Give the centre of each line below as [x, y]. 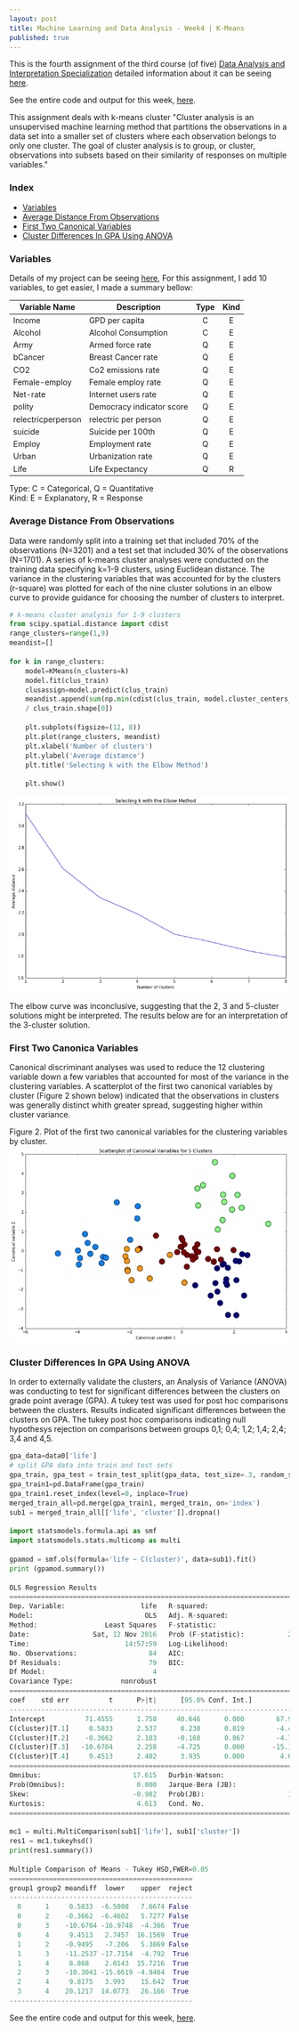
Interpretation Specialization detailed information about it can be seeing [140, 73]
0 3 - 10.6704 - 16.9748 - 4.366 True [103, 1926]
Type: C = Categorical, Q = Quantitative [81, 489]
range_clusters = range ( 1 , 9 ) [59, 634]
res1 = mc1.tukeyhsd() [51, 1841]
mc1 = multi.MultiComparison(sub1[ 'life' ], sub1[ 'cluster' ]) [125, 1832]
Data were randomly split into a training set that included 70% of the [134, 541]
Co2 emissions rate [124, 370]
